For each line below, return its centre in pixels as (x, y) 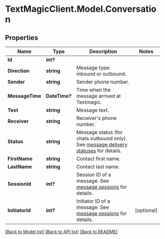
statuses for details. (99, 151)
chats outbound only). (102, 138)
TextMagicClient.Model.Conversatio (81, 9)
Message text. (93, 110)
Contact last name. (98, 167)
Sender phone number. (103, 82)
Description (103, 51)
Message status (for (99, 132)
